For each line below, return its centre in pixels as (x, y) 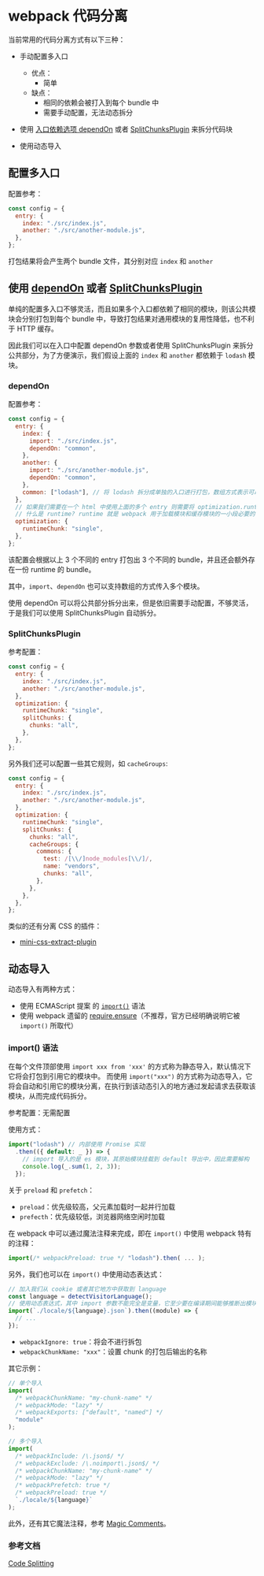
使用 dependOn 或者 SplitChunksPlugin (105, 288)
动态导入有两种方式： (42, 989)
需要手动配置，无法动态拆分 (88, 112)
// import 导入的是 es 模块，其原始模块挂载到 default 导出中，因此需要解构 (136, 1159)
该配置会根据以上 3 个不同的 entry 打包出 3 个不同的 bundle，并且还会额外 (128, 559)
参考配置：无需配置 (39, 1113)
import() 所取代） (49, 1026)
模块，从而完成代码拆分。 (49, 1096)
